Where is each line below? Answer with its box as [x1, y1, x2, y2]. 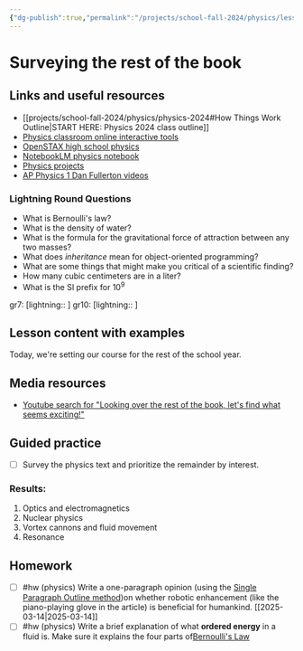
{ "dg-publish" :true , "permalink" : [9, 13, 135, 23]
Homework [9, 558, 73, 573]
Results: [9, 483, 47, 495]
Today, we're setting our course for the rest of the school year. [9, 349, 242, 360]
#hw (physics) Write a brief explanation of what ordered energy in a [22, 621, 277, 632]
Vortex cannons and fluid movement [22, 522, 158, 533]
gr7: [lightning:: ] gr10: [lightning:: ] [9, 299, 138, 310]
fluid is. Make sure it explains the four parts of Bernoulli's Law [22, 631, 250, 642]
